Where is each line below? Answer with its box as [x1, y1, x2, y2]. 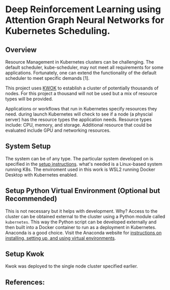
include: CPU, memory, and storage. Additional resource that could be [5, 122, 152, 128]
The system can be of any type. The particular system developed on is [5, 155, 154, 161]
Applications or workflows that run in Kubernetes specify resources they [5, 106, 157, 111]
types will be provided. [5, 96, 53, 102]
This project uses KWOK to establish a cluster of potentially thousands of [5, 85, 159, 91]
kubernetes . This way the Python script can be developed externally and [5, 219, 157, 225]
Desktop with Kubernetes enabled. [5, 171, 78, 178]
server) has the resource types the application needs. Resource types [5, 117, 152, 123]
